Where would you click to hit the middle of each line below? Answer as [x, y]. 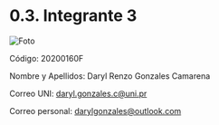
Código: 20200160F [47, 58]
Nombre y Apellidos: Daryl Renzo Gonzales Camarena [110, 76]
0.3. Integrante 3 [73, 16]
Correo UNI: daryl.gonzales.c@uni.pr [78, 93]
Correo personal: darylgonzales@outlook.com [95, 111]
